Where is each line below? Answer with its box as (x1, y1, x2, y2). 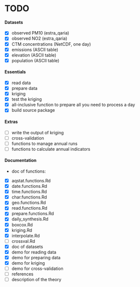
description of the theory (11, 277, 62, 283)
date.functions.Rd (11, 183, 47, 189)
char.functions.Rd (11, 194, 47, 200)
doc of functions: (11, 168, 47, 174)
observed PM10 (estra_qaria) (11, 30, 69, 36)
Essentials (4, 69, 26, 75)
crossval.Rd (11, 238, 35, 244)
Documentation (4, 158, 37, 163)
